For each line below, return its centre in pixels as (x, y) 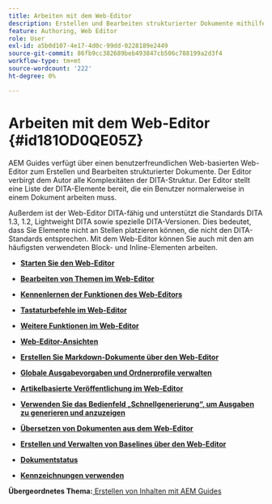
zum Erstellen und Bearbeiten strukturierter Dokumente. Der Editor (141, 172)
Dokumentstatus (49, 460)
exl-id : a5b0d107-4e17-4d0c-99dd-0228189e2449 (88, 46)
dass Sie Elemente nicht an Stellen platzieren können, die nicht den (120, 230)
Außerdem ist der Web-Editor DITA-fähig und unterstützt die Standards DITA (136, 213)
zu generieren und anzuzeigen (72, 413)
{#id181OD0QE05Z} (76, 140)
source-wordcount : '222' (50, 69)
